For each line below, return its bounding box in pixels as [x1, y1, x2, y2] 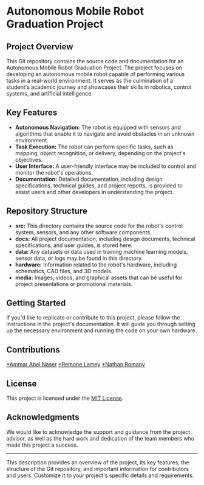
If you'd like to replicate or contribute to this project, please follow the [6, 314, 180, 321]
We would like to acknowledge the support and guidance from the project [6, 428, 190, 436]
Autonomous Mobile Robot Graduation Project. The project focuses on [6, 64, 182, 71]
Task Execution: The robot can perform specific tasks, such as [15, 143, 174, 150]
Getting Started [6, 298, 66, 309]
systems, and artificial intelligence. [6, 90, 93, 97]
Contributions [6, 344, 60, 355]
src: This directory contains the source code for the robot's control [15, 222, 183, 229]
